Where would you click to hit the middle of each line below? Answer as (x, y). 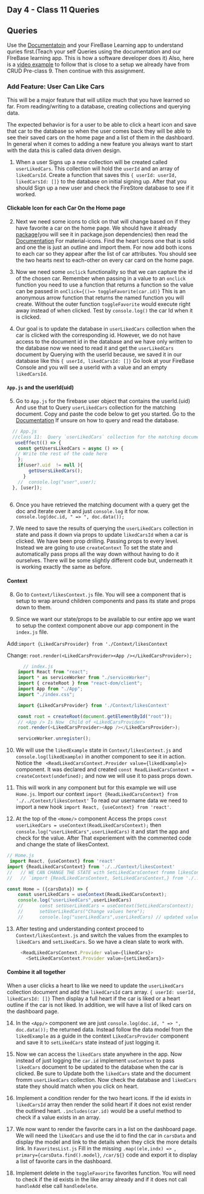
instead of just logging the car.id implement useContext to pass (95, 1060)
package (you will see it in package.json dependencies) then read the (102, 234)
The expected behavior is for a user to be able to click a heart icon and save (102, 124)
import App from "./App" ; (51, 689)
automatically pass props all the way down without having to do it (97, 554)
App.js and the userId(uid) (41, 388)
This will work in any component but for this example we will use (96, 788)
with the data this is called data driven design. (64, 150)
